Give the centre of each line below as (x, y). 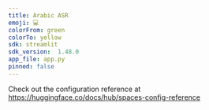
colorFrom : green (37, 30)
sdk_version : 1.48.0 (44, 52)
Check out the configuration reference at (75, 89)
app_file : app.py (37, 60)
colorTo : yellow (35, 37)
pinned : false (32, 67)
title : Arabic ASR (38, 15)
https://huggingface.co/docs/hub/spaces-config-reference (104, 97)
